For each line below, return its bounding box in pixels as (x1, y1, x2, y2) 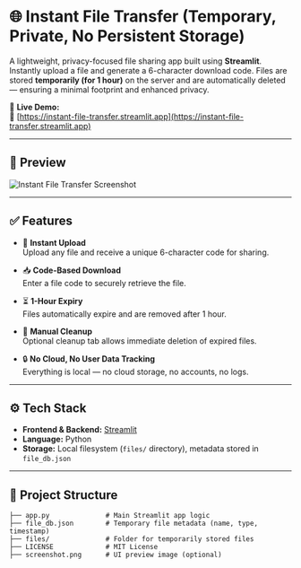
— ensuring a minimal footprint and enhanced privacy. (9, 83, 210, 95)
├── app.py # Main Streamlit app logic (9, 511, 211, 520)
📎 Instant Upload (21, 237, 87, 248)
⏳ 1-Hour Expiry (21, 295, 83, 306)
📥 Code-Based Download (21, 265, 122, 275)
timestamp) (9, 527, 50, 536)
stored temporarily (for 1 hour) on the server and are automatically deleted (9, 74, 287, 85)
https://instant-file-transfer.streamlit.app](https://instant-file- (19, 110, 245, 122)
